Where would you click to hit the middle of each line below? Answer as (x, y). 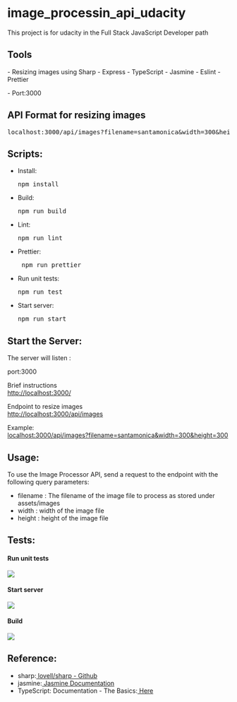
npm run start (42, 319)
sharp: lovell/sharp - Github (57, 675)
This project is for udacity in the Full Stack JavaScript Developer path (108, 32)
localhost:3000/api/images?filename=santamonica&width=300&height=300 (118, 435)
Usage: (24, 457)
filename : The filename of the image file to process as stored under (116, 495)
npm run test (40, 292)
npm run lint (40, 238)
